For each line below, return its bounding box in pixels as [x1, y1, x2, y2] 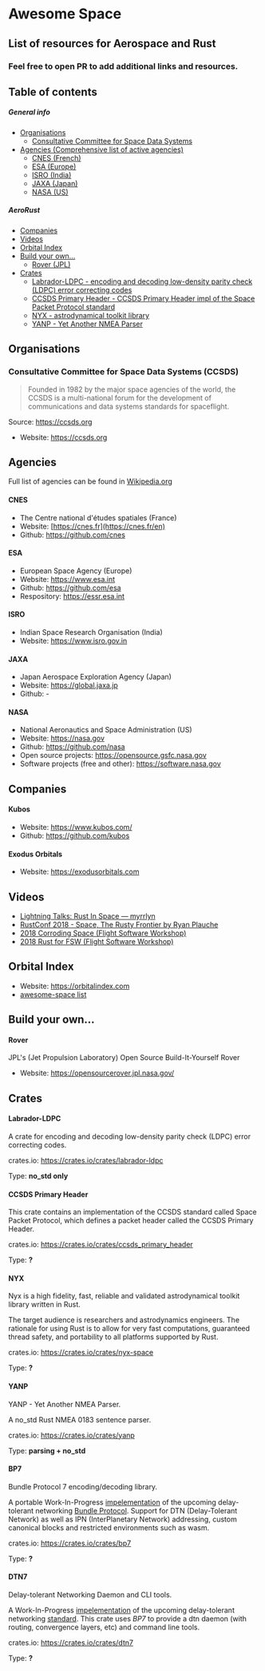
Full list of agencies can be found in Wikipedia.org [8, 477, 173, 486]
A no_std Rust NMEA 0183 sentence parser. [8, 1414, 152, 1424]
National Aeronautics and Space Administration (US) [19, 725, 193, 735]
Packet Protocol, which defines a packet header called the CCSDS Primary [8, 1216, 254, 1226]
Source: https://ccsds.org [8, 417, 93, 426]
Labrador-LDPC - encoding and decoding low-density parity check [31, 277, 253, 286]
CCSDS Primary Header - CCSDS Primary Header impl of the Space [31, 293, 255, 303]
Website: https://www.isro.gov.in [19, 636, 128, 645]
